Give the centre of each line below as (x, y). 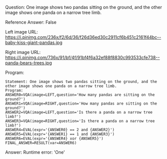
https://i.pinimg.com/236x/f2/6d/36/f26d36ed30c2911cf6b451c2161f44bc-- (83, 37)
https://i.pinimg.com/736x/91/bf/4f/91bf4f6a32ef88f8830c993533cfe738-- (83, 57)
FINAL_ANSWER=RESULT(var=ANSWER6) (41, 143)
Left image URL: (22, 32)
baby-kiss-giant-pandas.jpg (34, 42)
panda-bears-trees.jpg (29, 63)
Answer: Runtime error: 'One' (35, 152)
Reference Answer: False (31, 22)
